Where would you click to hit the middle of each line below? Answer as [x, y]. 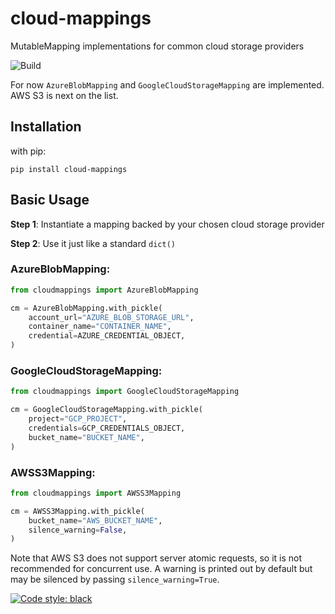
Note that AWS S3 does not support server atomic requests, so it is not [156, 558]
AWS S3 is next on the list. [64, 95]
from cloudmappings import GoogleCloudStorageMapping [125, 392]
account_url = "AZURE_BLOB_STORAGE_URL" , [111, 317]
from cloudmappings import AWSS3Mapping [96, 493]
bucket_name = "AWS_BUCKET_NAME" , [95, 520]
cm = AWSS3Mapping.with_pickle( [77, 511]
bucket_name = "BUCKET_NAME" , [86, 437]
